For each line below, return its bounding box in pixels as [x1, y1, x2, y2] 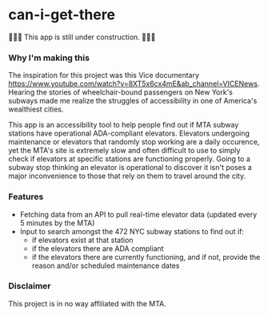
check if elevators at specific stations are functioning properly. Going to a [8, 154, 250, 164]
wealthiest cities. [8, 104, 64, 114]
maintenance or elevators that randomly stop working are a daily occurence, [8, 137, 260, 147]
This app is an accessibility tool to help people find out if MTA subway [8, 120, 239, 130]
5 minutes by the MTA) [19, 218, 95, 228]
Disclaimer [8, 281, 51, 292]
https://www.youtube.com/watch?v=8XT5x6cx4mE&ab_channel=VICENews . [8, 79, 260, 89]
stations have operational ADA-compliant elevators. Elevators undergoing [8, 128, 250, 138]
